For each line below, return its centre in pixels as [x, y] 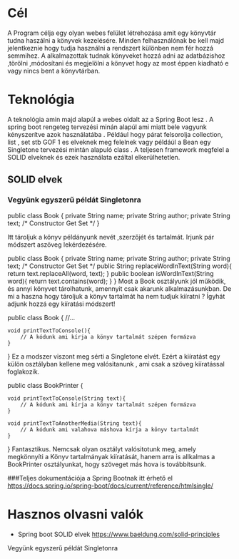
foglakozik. [24, 371]
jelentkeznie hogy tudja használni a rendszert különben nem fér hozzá [111, 48]
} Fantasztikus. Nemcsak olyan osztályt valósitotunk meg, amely [102, 449]
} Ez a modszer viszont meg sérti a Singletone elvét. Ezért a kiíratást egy [114, 356]
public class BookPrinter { [45, 385]
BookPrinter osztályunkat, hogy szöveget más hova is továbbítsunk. [107, 464]
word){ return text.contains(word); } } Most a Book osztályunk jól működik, [117, 281]
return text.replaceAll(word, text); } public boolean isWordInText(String [111, 273]
